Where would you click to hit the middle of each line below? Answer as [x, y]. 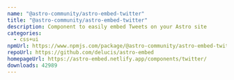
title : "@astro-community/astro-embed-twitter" [78, 20]
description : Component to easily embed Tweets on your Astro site [107, 26]
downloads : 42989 [32, 65]
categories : [24, 33]
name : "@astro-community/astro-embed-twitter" [76, 14]
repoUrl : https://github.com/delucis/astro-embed [81, 53]
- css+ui [26, 40]
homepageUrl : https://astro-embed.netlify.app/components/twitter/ [107, 59]
